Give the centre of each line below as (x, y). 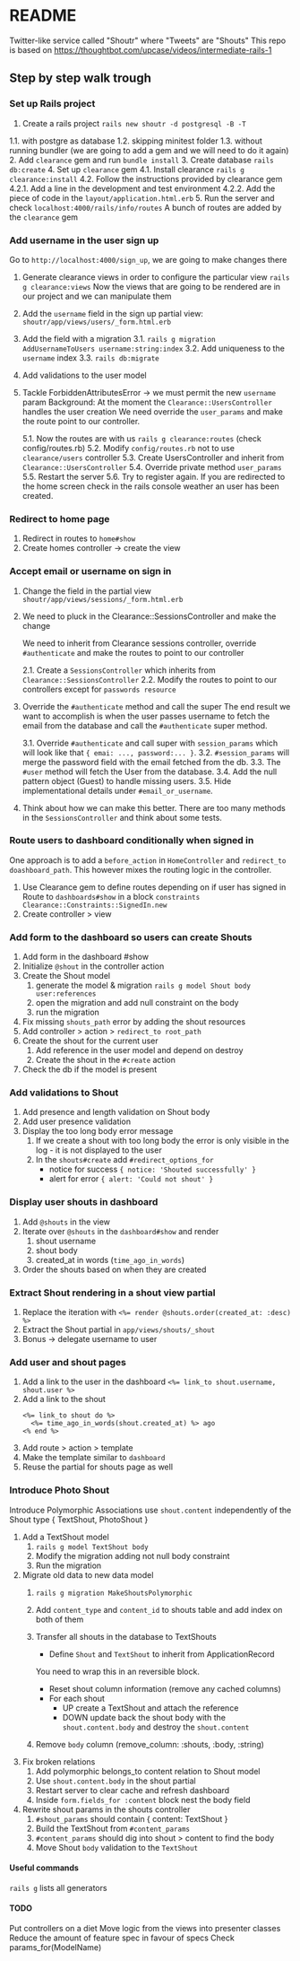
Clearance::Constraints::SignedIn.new (94, 905)
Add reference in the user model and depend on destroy (139, 1050)
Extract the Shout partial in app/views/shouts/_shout (119, 1329)
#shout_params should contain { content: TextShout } (132, 1818)
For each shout (77, 1698)
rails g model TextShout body (92, 1547)
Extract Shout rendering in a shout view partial (113, 1293)
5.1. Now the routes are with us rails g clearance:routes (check (141, 438)
